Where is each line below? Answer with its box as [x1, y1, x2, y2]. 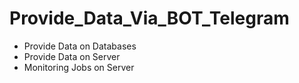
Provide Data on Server [23, 50, 121, 62]
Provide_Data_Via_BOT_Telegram [9, 7, 290, 30]
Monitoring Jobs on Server [23, 61, 135, 73]
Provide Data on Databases [23, 40, 137, 52]
